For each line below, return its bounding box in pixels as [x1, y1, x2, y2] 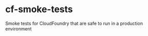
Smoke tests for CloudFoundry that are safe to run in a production [5, 20, 143, 26]
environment [5, 25, 32, 31]
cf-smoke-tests [5, 4, 73, 15]
